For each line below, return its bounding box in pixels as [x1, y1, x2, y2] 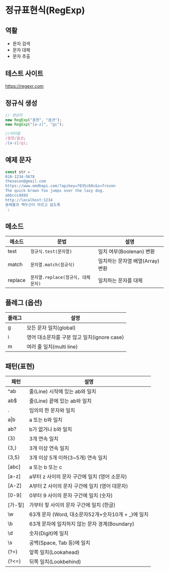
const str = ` [5, 169, 35, 175]
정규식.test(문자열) [30, 249, 72, 255]
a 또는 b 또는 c [29, 464, 62, 471]
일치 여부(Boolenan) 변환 [98, 248, 155, 255]
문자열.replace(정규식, [30, 274, 80, 280]
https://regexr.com [5, 83, 44, 89]
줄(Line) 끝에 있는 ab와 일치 [29, 397, 92, 404]
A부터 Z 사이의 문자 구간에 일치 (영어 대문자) [29, 483, 128, 489]
